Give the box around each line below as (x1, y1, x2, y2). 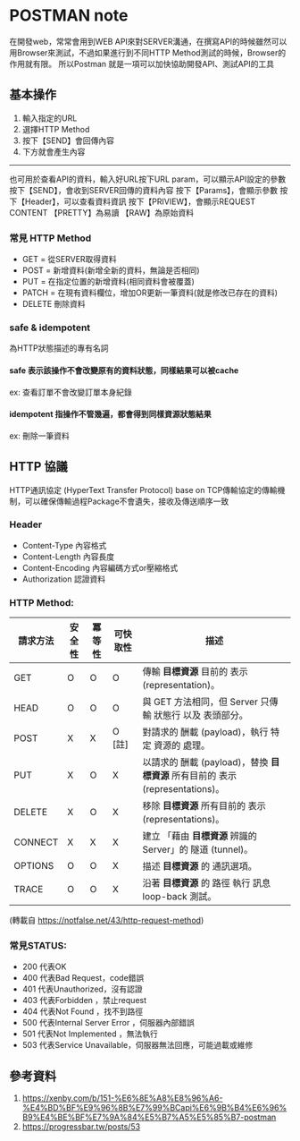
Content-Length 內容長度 (21, 551, 115, 562)
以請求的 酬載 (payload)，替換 (142, 756, 269, 769)
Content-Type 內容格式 (21, 540, 107, 550)
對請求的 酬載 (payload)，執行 (142, 726, 269, 738)
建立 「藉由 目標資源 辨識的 (142, 830, 257, 842)
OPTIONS (13, 860, 54, 873)
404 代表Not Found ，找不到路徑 (21, 1006, 144, 1017)
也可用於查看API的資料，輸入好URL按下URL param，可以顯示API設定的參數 (9, 174, 287, 184)
